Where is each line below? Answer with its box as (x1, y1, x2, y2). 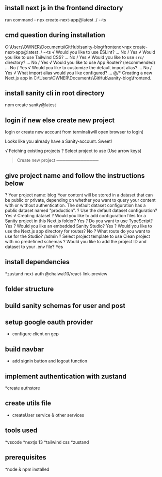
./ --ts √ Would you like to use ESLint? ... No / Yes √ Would (39, 49, 156, 55)
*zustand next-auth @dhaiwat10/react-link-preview (5, 270, 108, 277)
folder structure (5, 285, 54, 293)
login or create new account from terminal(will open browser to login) (5, 129, 144, 135)
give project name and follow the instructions (5, 172, 145, 180)
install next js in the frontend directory (5, 4, 123, 12)
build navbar (5, 345, 44, 353)
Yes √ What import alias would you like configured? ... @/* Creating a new (5, 70, 153, 76)
